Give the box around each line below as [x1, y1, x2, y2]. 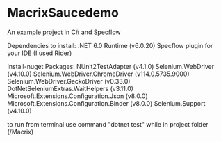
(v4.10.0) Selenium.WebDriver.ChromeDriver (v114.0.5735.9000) [7, 70, 190, 78]
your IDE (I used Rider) [7, 49, 72, 57]
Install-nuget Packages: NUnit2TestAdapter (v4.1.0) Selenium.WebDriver [7, 62, 215, 70]
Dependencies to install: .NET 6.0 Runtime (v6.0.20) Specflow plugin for [7, 41, 213, 49]
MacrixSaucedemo [7, 5, 120, 21]
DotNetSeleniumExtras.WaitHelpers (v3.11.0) [7, 84, 134, 93]
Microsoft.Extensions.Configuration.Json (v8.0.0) [7, 92, 148, 100]
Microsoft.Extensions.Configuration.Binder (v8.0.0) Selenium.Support [7, 99, 206, 107]
